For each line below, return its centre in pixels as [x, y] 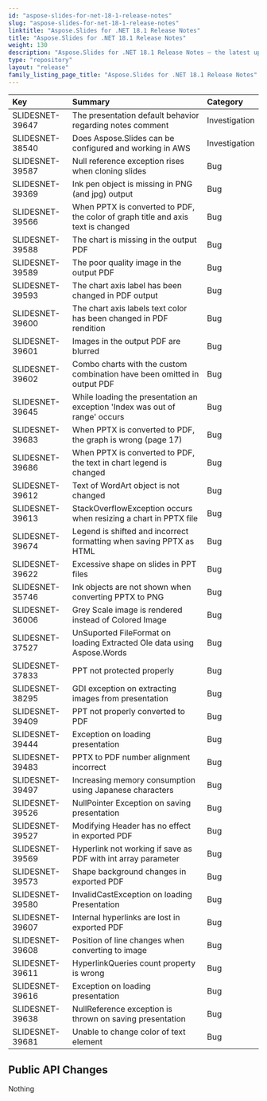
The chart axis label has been [127, 285]
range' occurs [98, 416]
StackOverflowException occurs [132, 508]
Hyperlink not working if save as [132, 849]
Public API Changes [58, 1070]
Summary [91, 102]
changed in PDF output [115, 295]
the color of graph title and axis [130, 217]
